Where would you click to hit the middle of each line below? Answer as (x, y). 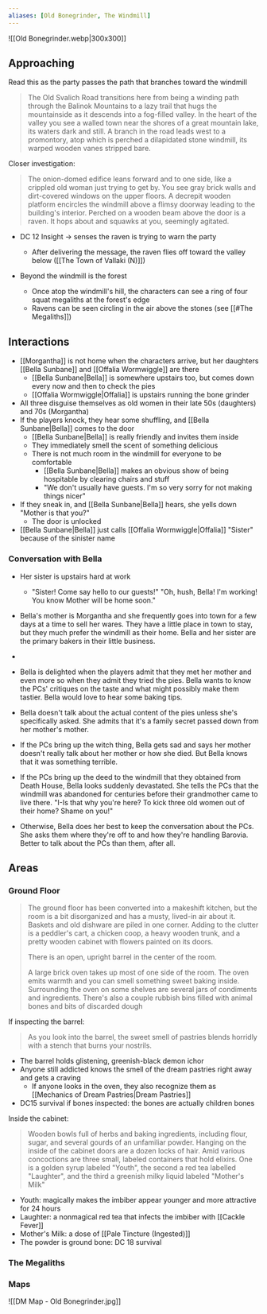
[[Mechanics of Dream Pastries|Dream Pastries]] (111, 1095)
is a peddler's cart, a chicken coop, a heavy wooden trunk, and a (134, 933)
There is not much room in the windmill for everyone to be (126, 454)
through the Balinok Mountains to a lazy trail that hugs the (122, 106)
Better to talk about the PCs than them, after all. (98, 843)
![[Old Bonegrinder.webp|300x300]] (68, 38)
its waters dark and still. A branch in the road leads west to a (127, 131)
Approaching (41, 63)
